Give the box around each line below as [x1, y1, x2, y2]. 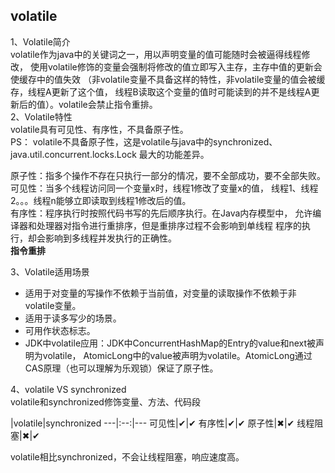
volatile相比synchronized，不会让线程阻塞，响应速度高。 [10, 450, 245, 463]
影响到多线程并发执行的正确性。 [44, 232, 177, 244]
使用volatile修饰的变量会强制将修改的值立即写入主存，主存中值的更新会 [29, 60, 323, 73]
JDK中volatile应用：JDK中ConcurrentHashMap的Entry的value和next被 [24, 337, 317, 349]
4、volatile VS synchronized [10, 383, 127, 395]
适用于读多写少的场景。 [24, 312, 122, 324]
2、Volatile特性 [10, 110, 73, 123]
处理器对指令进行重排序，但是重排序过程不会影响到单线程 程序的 [36, 219, 302, 231]
